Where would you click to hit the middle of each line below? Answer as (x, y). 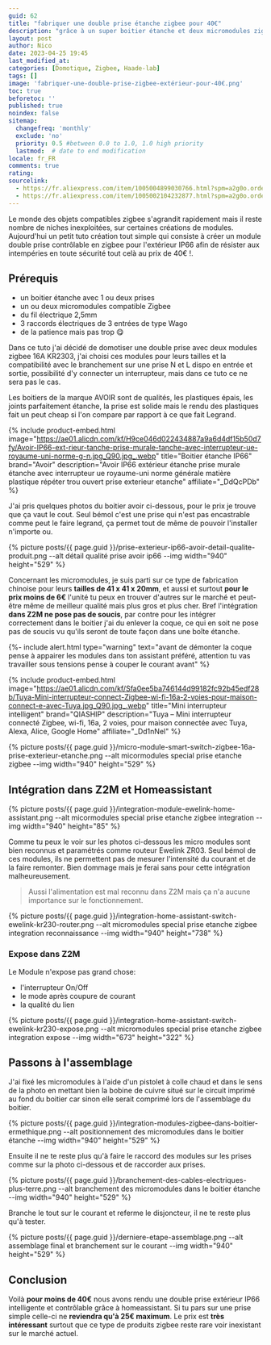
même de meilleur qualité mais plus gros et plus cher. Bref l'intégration (140, 606)
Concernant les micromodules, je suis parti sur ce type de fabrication (123, 580)
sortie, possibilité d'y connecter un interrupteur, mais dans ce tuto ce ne (128, 374)
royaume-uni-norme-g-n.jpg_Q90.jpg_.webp (82, 456)
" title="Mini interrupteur (186, 706)
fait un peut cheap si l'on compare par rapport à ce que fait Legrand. (122, 415)
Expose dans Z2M (44, 954)
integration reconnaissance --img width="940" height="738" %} (116, 934)
